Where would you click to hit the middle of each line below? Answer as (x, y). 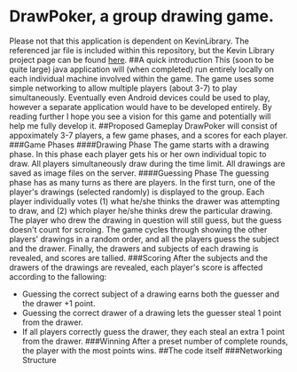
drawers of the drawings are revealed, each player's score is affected (136, 267)
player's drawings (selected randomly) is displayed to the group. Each (137, 192)
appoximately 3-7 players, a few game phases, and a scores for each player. (148, 135)
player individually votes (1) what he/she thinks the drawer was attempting (145, 201)
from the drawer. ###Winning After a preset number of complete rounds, (155, 341)
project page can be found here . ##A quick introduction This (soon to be (142, 59)
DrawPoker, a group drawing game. (142, 16)
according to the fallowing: (58, 276)
